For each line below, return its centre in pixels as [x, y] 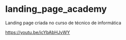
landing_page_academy [56, 9]
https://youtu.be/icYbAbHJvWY [38, 32]
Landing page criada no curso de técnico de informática [63, 23]
